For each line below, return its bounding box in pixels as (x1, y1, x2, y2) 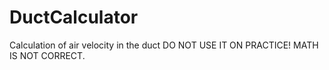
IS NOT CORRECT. (9, 49, 86, 61)
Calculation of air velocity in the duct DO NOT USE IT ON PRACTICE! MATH (9, 39, 319, 51)
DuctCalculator (9, 6, 139, 29)
